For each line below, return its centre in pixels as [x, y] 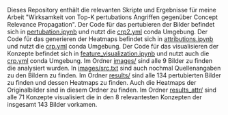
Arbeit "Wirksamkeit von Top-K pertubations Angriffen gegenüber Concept [113, 17]
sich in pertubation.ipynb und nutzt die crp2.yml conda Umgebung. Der [108, 31]
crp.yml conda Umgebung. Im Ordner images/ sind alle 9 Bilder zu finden [110, 61]
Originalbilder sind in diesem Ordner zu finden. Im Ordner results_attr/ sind [112, 90]
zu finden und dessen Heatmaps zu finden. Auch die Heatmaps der [102, 82]
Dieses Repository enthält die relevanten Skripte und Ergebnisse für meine [112, 10]
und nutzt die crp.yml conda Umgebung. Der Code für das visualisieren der [113, 46]
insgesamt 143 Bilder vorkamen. [52, 104]
